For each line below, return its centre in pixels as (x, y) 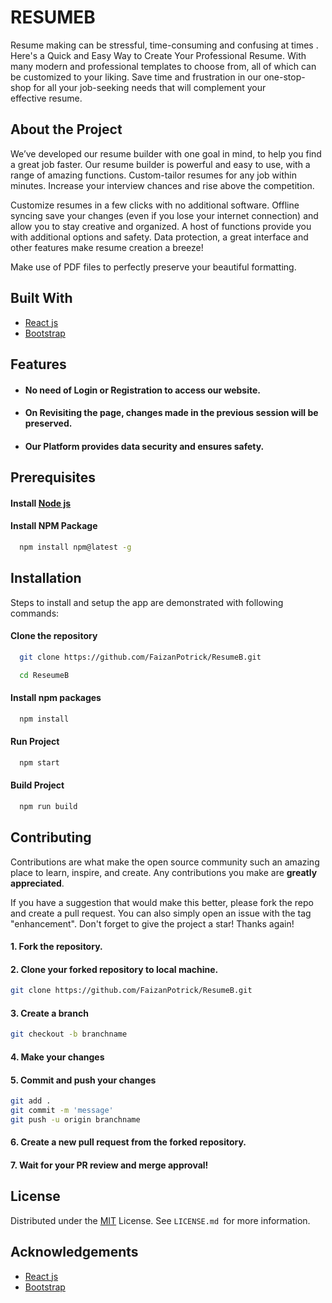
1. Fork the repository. (56, 947)
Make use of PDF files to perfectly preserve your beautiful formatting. (153, 267)
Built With (41, 298)
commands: (35, 613)
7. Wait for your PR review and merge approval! (109, 1165)
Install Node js (41, 503)
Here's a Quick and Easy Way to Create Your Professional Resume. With (158, 55)
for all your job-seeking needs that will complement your (150, 87)
